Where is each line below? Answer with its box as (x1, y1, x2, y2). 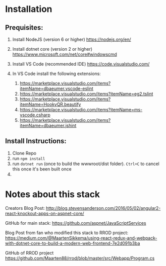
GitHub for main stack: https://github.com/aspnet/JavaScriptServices (5, 220, 146, 226)
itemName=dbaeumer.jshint (19, 123, 77, 128)
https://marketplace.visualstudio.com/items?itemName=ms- (19, 107, 143, 112)
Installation (5, 3, 53, 15)
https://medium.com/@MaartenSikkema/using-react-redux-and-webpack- (5, 235, 158, 241)
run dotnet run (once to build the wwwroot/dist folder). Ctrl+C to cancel (12, 161, 160, 167)
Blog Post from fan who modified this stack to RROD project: (5, 230, 129, 236)
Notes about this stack (5, 189, 100, 200)
